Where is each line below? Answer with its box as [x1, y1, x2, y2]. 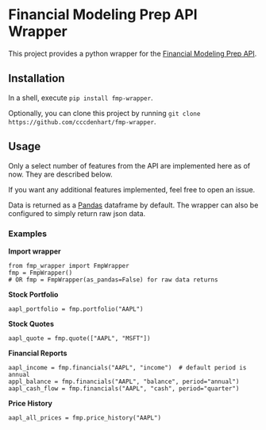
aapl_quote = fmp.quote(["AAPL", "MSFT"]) [8, 334, 151, 343]
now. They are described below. [8, 169, 113, 179]
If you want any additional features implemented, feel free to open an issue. [8, 184, 256, 194]
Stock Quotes [8, 319, 54, 328]
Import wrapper [8, 246, 61, 256]
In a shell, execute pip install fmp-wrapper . [8, 93, 153, 103]
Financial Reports [8, 348, 67, 358]
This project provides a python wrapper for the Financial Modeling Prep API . [8, 48, 257, 58]
